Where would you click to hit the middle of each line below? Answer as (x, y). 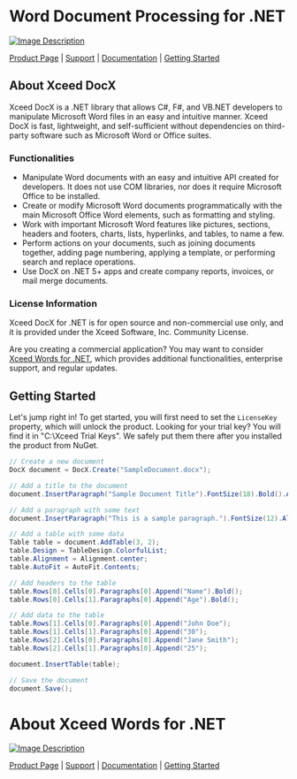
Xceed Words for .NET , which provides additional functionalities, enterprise (146, 359)
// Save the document (49, 680)
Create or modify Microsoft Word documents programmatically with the (152, 206)
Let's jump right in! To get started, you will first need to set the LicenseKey (143, 417)
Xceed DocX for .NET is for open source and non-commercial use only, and (147, 323)
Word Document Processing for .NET (147, 16)
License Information (53, 303)
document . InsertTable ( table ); (65, 664)
